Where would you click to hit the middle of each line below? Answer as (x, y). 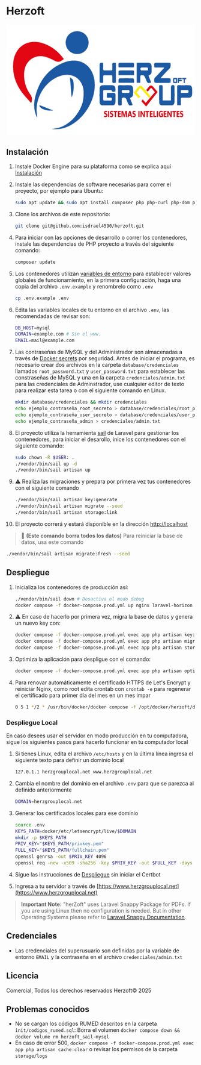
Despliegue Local (32, 722)
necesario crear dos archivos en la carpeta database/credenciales (97, 365)
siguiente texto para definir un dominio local (69, 760)
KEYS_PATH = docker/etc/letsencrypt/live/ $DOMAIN (75, 831)
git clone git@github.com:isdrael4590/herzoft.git (79, 226)
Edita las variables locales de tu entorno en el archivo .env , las (92, 310)
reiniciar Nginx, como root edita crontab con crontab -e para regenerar (103, 689)
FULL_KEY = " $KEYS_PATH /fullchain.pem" (62, 851)
